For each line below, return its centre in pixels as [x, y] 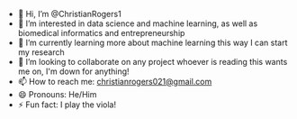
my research [41, 52]
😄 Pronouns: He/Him [57, 94]
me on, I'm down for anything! [73, 71]
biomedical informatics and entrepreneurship [101, 33]
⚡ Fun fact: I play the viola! [67, 105]
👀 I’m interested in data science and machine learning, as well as [138, 23]
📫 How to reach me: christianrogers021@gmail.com [115, 82]
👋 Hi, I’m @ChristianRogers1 [69, 14]
